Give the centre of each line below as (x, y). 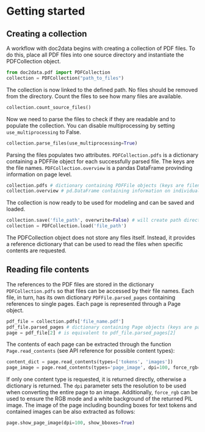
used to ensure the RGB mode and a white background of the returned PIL (99, 399)
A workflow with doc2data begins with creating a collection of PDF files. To (101, 48)
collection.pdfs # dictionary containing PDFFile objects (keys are (95, 185)
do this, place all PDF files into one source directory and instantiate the (95, 55)
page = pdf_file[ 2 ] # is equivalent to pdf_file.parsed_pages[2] (91, 333)
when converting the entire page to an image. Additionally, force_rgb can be (102, 392)
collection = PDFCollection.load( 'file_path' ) (67, 226)
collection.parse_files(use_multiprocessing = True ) (72, 143)
